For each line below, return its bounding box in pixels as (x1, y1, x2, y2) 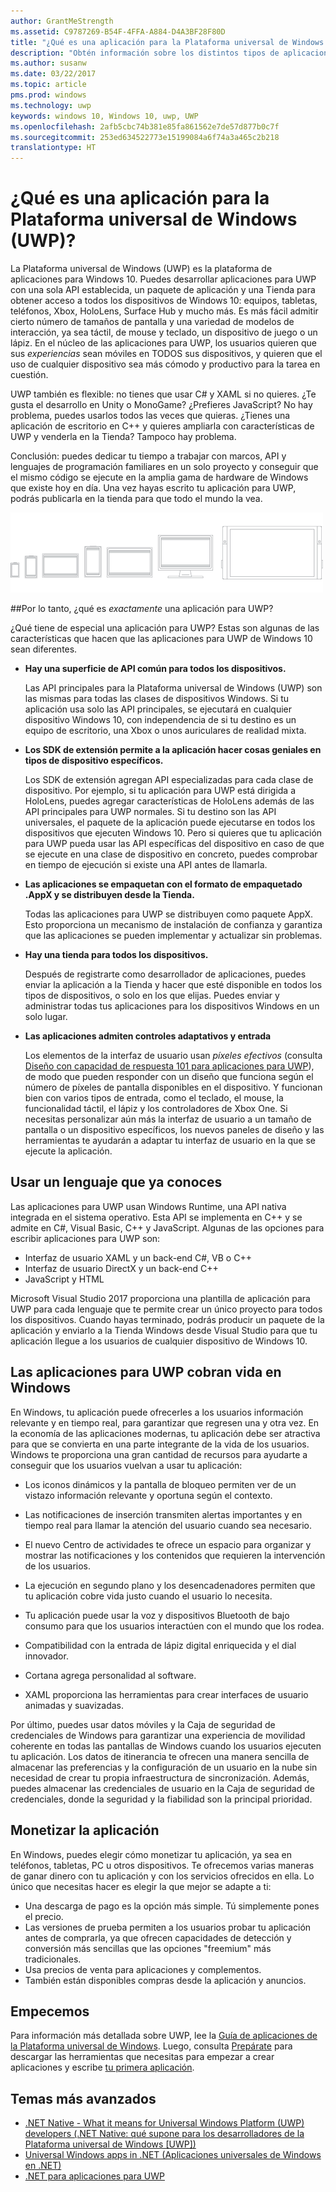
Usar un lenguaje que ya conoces (10, 1174, 223, 1191)
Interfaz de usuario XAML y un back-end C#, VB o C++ (24, 1251, 252, 1264)
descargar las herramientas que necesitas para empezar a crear (10, 2051, 275, 2063)
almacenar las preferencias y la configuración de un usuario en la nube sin (10, 1761, 318, 1773)
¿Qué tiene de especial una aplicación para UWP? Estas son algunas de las (10, 622, 320, 634)
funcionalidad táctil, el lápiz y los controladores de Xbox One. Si (24, 1103, 288, 1115)
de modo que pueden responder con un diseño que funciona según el (24, 1071, 314, 1083)
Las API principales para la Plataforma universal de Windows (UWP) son (24, 682, 323, 694)
